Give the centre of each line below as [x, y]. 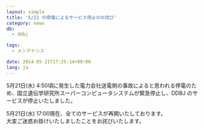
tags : [13, 45]
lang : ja [17, 67]
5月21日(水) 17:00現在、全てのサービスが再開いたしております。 [86, 113]
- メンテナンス [28, 51]
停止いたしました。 [51, 100]
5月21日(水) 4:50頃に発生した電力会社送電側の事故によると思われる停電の [99, 85]
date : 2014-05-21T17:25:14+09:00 [49, 62]
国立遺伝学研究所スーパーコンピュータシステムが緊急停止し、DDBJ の [105, 93]
